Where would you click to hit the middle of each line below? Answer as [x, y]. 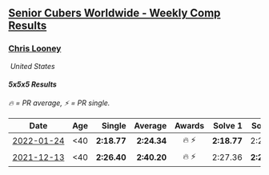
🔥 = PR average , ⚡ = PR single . [59, 103]
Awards [190, 125]
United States [32, 66]
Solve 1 [228, 125]
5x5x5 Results [33, 84]
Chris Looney [35, 49]
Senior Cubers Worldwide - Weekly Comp [114, 13]
